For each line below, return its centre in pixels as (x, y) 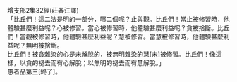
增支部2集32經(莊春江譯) (43, 10)
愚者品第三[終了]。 (35, 71)
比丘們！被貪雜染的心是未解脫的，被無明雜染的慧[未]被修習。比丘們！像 (112, 54)
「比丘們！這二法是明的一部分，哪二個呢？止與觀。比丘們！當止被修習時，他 (119, 19)
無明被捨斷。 (44, 45)
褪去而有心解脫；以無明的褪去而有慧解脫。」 (101, 63)
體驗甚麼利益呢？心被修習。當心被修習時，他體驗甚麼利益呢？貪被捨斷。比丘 (119, 28)
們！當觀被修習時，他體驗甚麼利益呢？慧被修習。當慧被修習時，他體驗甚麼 (115, 36)
